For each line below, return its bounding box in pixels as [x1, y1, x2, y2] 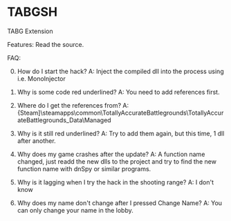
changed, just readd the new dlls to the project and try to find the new [17, 157, 216, 166]
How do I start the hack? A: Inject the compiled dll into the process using [17, 67, 224, 75]
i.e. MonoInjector [17, 74, 66, 83]
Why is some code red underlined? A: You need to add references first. [17, 88, 220, 96]
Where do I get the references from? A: [17, 101, 129, 109]
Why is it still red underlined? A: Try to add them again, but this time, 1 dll [17, 129, 225, 137]
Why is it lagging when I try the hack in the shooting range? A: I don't [17, 177, 214, 186]
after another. [17, 136, 57, 145]
